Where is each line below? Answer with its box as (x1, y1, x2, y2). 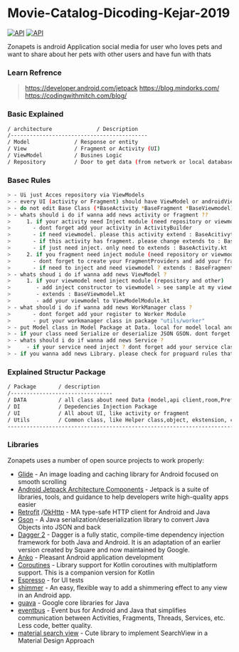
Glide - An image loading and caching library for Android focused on (17, 470, 218, 478)
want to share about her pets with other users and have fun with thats (7, 50, 212, 58)
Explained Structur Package (7, 367, 106, 377)
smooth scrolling (17, 477, 67, 485)
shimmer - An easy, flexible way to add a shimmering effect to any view (17, 583, 228, 591)
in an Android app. (17, 591, 73, 599)
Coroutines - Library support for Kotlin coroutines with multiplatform (17, 560, 218, 569)
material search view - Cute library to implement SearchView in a (17, 629, 208, 637)
